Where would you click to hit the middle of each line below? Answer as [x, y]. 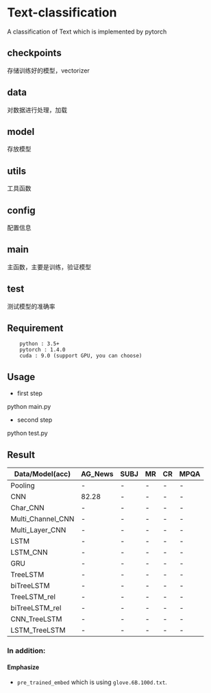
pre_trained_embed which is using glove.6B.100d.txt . [92, 682]
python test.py [27, 433]
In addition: [26, 651]
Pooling [23, 486]
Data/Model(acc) [42, 474]
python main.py [29, 407]
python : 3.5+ [39, 344]
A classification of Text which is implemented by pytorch [87, 32]
